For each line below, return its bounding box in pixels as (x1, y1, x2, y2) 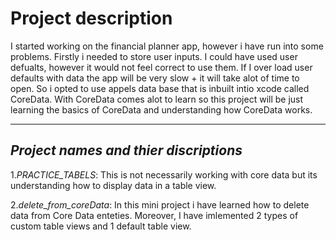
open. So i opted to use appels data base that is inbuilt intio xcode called (10, 82, 310, 94)
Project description (10, 7, 173, 30)
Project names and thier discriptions (10, 142, 243, 159)
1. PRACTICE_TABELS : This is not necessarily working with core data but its (10, 168, 318, 181)
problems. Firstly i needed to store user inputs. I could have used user (10, 50, 298, 62)
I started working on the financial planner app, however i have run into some (10, 40, 324, 52)
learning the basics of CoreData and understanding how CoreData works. (10, 103, 313, 116)
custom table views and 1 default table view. (10, 220, 192, 232)
